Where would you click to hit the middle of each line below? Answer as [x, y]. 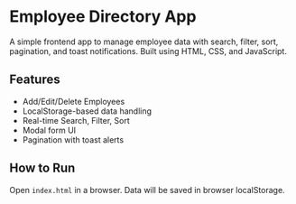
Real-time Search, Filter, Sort [76, 120]
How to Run [42, 168]
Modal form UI [49, 130]
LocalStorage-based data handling [87, 111]
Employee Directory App [103, 17]
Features [35, 80]
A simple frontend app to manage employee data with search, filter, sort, [144, 42]
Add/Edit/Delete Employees [74, 101]
